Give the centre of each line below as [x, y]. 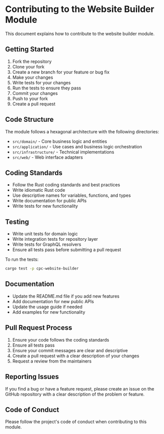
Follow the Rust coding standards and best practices [66, 185]
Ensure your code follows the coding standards [61, 340]
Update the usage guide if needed [47, 307]
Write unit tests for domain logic [45, 234]
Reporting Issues [32, 377]
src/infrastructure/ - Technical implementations [63, 152]
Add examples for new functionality [49, 312]
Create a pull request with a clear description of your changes [76, 356]
